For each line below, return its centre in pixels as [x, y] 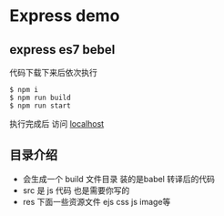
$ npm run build [40, 98]
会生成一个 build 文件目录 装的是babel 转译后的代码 [119, 179]
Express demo [65, 16]
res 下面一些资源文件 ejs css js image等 [97, 201]
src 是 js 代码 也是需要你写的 [76, 190]
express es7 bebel [62, 50]
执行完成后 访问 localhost [57, 123]
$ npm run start [40, 106]
